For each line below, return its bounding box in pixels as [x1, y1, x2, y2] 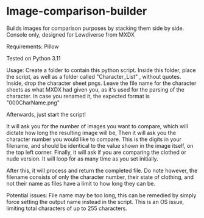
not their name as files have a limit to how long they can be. [6, 180, 156, 187]
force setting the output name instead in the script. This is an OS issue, [6, 198, 185, 205]
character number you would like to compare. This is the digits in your [6, 136, 181, 143]
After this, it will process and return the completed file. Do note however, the [6, 167, 198, 174]
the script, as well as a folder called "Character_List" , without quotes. [6, 73, 181, 80]
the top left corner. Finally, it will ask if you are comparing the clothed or [6, 148, 187, 156]
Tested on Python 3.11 [6, 54, 61, 62]
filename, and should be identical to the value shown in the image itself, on [6, 142, 194, 149]
